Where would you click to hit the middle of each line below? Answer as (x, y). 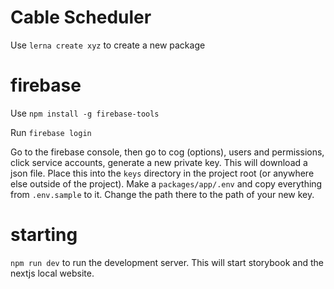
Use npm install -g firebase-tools (85, 113)
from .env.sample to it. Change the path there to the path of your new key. (162, 194)
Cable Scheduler (81, 17)
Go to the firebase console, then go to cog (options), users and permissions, (167, 152)
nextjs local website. (52, 273)
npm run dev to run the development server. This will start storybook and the (167, 262)
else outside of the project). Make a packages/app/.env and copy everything (166, 183)
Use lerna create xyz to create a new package (108, 45)
